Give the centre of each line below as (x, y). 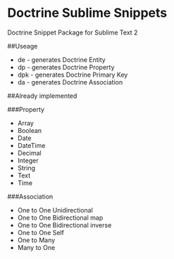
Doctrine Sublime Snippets (87, 13)
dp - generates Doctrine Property (66, 67)
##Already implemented (42, 96)
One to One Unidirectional (55, 210)
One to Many (36, 240)
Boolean (30, 130)
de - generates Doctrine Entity (61, 59)
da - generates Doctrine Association (70, 82)
